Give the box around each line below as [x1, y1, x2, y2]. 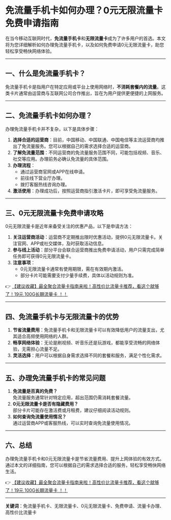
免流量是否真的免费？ [12, 388, 58, 394]
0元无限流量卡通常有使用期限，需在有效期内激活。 [20, 266, 126, 272]
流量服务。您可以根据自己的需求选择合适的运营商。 [26, 143, 133, 149]
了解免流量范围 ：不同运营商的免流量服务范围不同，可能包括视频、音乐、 [12, 149, 164, 156]
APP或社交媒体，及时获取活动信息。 [30, 240, 107, 246]
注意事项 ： [12, 260, 36, 266]
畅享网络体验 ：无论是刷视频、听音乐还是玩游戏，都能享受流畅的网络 [12, 340, 156, 346]
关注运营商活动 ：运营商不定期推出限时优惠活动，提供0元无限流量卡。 [12, 234, 159, 240]
